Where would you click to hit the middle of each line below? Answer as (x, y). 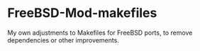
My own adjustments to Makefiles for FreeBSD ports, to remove (100, 33)
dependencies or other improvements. (63, 40)
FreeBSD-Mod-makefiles (82, 13)
